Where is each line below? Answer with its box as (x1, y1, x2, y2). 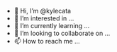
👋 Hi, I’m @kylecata (13, 7, 72, 15)
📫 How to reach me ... (13, 37, 80, 45)
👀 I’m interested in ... (13, 14, 74, 22)
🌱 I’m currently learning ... (13, 22, 90, 30)
